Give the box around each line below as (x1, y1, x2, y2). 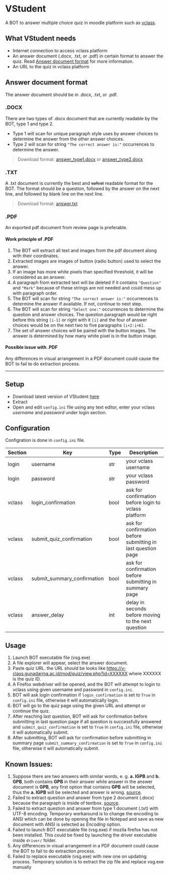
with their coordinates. (12, 252, 59, 259)
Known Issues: (5, 760, 53, 768)
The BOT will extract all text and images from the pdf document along (12, 247, 157, 253)
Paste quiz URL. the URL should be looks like (12, 665, 106, 671)
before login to (126, 499, 161, 506)
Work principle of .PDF (5, 236, 54, 242)
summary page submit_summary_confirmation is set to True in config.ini (12, 740, 162, 746)
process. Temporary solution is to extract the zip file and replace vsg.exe (12, 859, 164, 865)
